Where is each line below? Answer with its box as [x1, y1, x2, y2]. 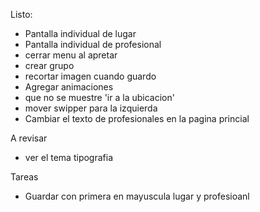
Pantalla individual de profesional [24, 39, 162, 50]
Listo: [10, 9, 33, 20]
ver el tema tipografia [24, 152, 114, 163]
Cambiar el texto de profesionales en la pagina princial [24, 113, 250, 124]
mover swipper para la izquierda [24, 102, 158, 114]
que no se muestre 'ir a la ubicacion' [24, 92, 175, 103]
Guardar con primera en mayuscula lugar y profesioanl [24, 190, 250, 202]
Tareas [10, 171, 39, 183]
